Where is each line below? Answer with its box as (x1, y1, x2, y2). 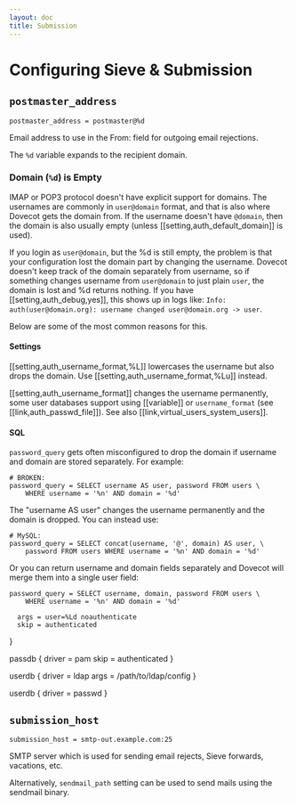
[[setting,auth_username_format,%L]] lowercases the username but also (9, 362, 275, 371)
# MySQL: (9, 532, 42, 541)
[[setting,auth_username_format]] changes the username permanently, (9, 388, 268, 398)
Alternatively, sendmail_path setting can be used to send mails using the (9, 778, 273, 788)
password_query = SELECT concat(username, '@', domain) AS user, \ (9, 540, 265, 549)
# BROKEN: (9, 474, 46, 483)
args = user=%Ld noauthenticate (17, 613, 138, 622)
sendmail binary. (9, 787, 70, 798)
